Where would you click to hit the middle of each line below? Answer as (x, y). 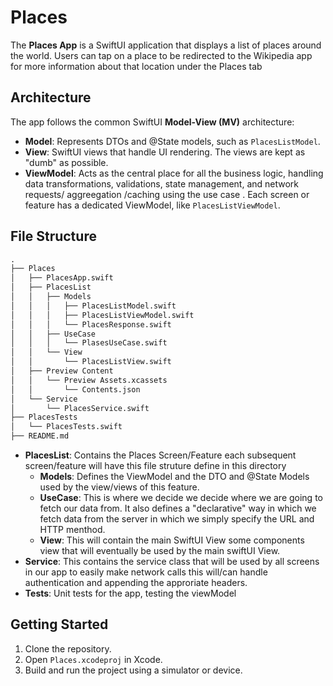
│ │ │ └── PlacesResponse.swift (91, 324)
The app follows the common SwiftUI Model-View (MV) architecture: (152, 122)
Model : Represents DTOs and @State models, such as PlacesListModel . (172, 141)
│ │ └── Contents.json (75, 389)
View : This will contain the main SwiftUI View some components (172, 540)
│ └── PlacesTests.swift (66, 427)
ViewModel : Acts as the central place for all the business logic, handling (174, 173)
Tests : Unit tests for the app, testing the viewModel (130, 593)
